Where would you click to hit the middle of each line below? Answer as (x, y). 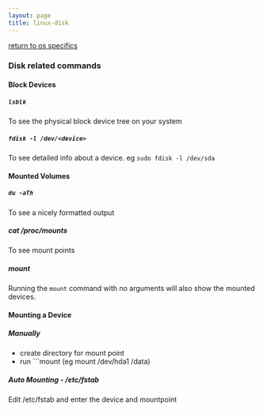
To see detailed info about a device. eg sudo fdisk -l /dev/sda (112, 157)
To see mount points (42, 251)
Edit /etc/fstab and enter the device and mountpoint (93, 399)
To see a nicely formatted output (61, 212)
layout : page (30, 15)
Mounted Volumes (39, 176)
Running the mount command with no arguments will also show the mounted (131, 289)
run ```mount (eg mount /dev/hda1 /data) (85, 361)
